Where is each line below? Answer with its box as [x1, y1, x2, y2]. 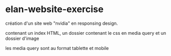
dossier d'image [5, 35, 39, 41]
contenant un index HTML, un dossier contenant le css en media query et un [5, 30, 166, 36]
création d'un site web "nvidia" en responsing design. [5, 20, 118, 26]
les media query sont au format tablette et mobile [5, 45, 109, 51]
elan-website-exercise [5, 4, 104, 15]
